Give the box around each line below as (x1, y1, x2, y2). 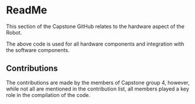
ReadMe (6, 4, 47, 17)
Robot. (6, 29, 22, 36)
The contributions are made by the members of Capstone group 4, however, (6, 79, 190, 86)
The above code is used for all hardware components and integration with (6, 40, 184, 47)
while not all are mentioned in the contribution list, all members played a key (6, 85, 189, 92)
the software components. (6, 46, 70, 53)
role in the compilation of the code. (6, 91, 91, 98)
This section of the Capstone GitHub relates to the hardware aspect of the (6, 23, 184, 30)
